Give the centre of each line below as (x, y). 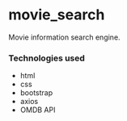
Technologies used (47, 58)
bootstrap (36, 93)
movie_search (57, 15)
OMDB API (38, 110)
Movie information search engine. (64, 37)
